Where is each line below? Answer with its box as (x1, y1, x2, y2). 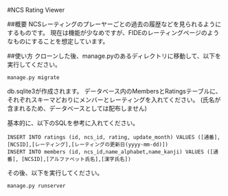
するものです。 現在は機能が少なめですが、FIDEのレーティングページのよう (7, 29, 220, 36)
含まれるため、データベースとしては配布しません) (7, 105, 148, 112)
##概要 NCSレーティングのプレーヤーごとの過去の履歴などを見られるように (7, 20, 222, 28)
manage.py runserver (7, 182, 67, 189)
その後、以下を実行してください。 (7, 168, 104, 177)
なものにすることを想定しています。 (7, 37, 109, 45)
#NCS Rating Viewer (7, 6, 65, 14)
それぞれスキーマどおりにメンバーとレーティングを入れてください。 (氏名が (7, 96, 221, 104)
